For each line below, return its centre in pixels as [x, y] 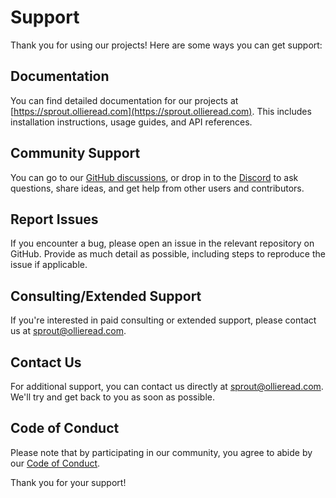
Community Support [75, 153]
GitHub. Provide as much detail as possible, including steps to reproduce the [168, 254]
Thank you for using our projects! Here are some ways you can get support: [166, 45]
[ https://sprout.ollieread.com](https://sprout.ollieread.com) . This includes [161, 111]
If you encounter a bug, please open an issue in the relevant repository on [162, 243]
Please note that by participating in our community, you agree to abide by [161, 452]
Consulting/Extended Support [106, 296]
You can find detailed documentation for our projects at [124, 100]
